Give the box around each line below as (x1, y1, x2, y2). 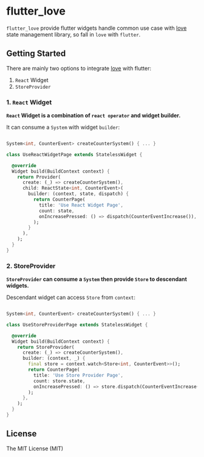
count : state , (38, 208, 75, 214)
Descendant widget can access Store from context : (6, 294, 135, 301)
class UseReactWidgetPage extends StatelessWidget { (6, 151, 143, 157)
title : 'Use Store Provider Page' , (33, 372, 123, 378)
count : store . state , (33, 378, 86, 384)
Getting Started (6, 49, 66, 59)
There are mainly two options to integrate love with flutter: (6, 64, 152, 72)
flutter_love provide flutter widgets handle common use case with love (6, 24, 187, 32)
